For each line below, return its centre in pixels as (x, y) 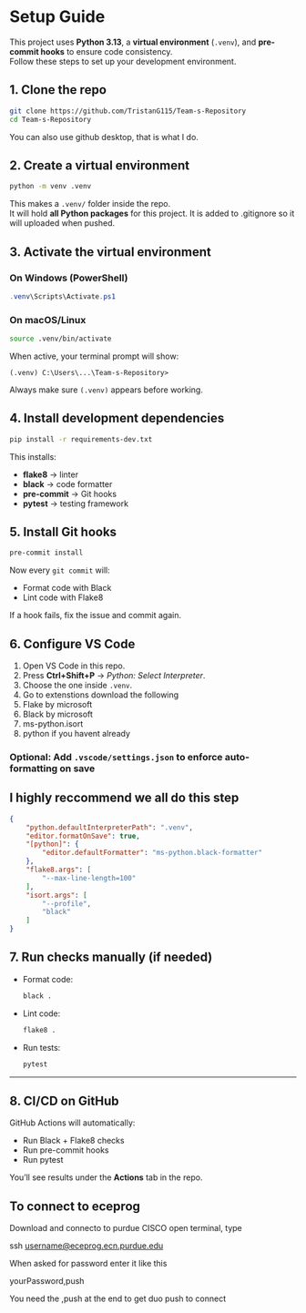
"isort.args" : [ (57, 895)
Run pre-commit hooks (66, 1150)
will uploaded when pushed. (62, 223)
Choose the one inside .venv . (77, 686)
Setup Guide (57, 17)
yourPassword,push (47, 1281)
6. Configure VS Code (72, 644)
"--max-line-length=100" (89, 878)
